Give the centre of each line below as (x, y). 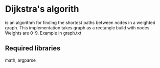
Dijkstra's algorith (42, 9)
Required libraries (33, 48)
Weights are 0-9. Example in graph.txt (43, 33)
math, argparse (20, 60)
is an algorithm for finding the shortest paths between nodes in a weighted (80, 23)
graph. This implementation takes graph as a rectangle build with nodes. (78, 27)
